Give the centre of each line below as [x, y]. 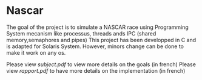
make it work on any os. [36, 52]
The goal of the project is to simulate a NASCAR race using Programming [98, 27]
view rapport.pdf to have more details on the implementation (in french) [96, 70]
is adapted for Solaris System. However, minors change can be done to [95, 46]
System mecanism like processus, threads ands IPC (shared [81, 33]
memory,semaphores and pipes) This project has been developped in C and [101, 40]
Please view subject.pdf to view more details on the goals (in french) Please [101, 64]
